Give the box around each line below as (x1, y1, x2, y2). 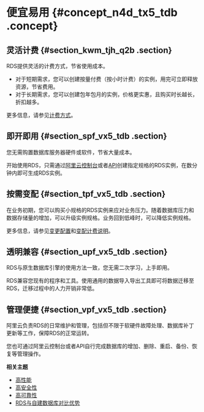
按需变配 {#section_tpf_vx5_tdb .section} (6, 189, 166, 199)
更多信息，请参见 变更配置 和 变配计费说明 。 (6, 227, 114, 234)
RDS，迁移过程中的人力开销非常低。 (6, 284, 98, 292)
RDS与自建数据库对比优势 (15, 399, 80, 406)
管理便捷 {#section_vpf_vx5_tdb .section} (6, 304, 167, 315)
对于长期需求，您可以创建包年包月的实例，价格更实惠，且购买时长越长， (15, 91, 198, 98)
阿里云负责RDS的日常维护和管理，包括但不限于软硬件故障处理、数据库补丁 (6, 322, 195, 329)
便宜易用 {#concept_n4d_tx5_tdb (6, 6, 178, 20)
